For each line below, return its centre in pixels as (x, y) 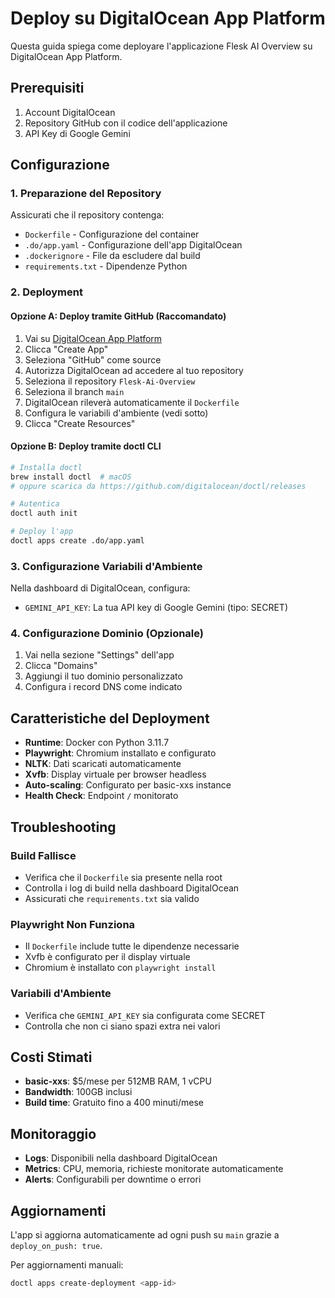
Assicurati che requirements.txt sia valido (112, 898)
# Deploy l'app (42, 532)
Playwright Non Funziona (73, 924)
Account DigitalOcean (70, 112)
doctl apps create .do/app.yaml (77, 541)
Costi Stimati (51, 1057)
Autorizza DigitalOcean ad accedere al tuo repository (134, 370)
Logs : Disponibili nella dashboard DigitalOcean (121, 1158)
